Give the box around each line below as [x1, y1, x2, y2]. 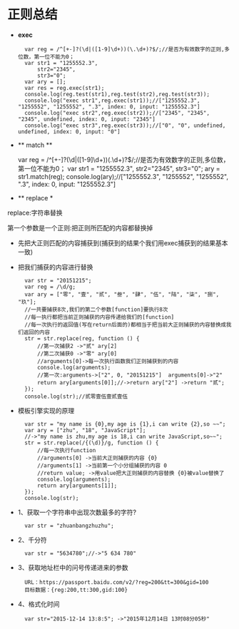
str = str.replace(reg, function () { [24, 334, 140, 342]
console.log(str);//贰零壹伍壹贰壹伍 [24, 393, 128, 400]
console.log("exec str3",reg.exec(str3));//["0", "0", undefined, [24, 122, 226, 129]
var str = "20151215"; [24, 277, 92, 284]
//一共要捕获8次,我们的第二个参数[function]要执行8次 [24, 306, 168, 313]
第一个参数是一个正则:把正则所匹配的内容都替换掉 [7, 223, 153, 232]
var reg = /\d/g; [24, 283, 76, 290]
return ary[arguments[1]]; [36, 482, 118, 489]
